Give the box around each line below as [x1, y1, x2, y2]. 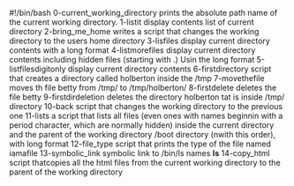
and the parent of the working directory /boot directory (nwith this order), [9, 130, 276, 139]
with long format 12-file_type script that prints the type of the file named [9, 138, 272, 149]
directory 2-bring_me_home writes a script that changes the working [9, 26, 260, 36]
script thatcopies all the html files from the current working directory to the [9, 158, 281, 167]
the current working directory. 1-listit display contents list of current [9, 17, 254, 27]
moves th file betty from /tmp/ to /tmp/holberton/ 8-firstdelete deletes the [9, 83, 277, 93]
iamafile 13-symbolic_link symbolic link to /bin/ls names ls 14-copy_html [9, 148, 271, 158]
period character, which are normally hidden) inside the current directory [9, 120, 275, 130]
